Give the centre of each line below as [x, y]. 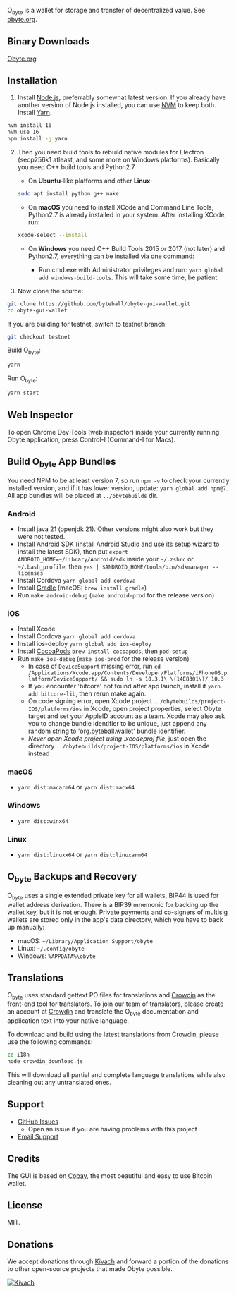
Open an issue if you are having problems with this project [112, 1129]
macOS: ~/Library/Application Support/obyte [85, 940]
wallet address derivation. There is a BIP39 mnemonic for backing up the [113, 904]
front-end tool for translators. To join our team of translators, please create [116, 1004]
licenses [30, 573]
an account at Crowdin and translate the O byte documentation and [103, 1013]
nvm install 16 [30, 126]
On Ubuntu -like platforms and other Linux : [90, 181]
